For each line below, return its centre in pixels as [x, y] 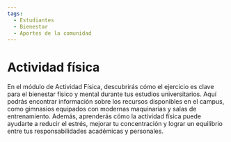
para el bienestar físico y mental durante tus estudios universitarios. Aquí [112, 94]
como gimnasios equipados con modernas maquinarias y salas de [102, 109]
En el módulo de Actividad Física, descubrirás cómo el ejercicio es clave [111, 87]
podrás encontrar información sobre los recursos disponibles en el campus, [116, 102]
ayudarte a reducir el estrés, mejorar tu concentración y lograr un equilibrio [115, 124]
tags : [15, 14]
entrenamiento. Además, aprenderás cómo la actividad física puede [104, 116]
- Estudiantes [34, 20]
